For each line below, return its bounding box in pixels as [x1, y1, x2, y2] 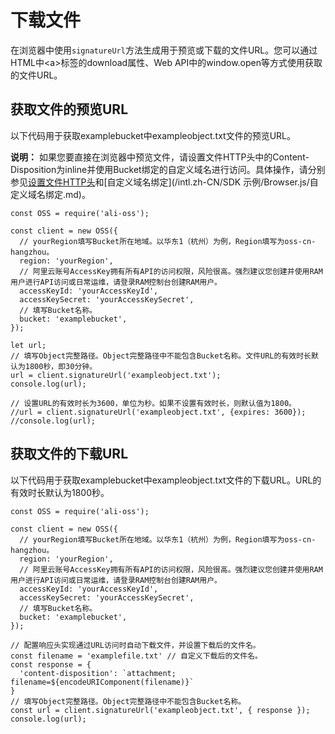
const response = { [10, 659, 92, 670]
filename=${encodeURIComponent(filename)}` [10, 677, 195, 687]
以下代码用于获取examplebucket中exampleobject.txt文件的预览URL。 [10, 129, 296, 141]
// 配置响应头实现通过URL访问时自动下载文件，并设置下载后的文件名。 [10, 640, 261, 650]
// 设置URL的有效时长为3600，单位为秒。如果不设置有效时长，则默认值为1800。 [10, 398, 297, 408]
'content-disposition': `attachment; [19, 668, 177, 678]
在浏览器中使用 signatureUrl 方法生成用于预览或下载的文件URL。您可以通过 [10, 44, 318, 56]
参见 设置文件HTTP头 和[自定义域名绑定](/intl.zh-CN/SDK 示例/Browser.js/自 [10, 176, 319, 188]
